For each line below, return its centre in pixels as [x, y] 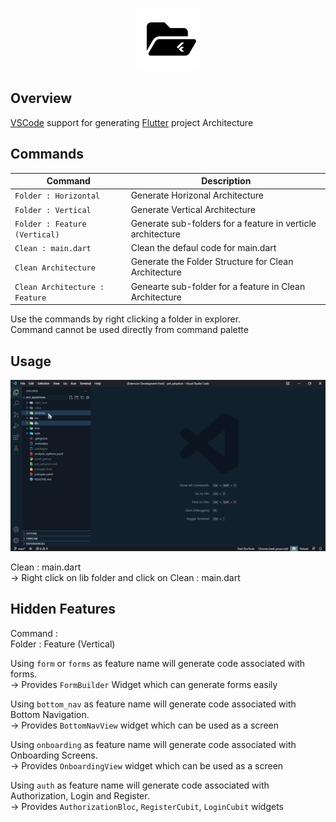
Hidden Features [63, 609]
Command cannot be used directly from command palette [129, 330]
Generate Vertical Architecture [193, 209]
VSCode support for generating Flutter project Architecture [132, 122]
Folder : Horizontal [57, 196]
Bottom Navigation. [50, 714]
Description [226, 181]
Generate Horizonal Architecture [197, 195]
